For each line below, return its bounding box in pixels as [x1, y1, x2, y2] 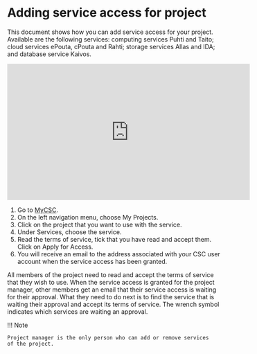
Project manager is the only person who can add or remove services [7, 334, 209, 341]
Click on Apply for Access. [17, 242, 94, 251]
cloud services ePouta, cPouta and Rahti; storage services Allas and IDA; [7, 42, 215, 51]
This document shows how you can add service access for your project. [7, 28, 213, 36]
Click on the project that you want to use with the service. [17, 220, 182, 229]
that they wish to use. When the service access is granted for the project [7, 278, 215, 286]
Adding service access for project [7, 5, 206, 21]
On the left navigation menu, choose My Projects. [17, 213, 159, 221]
